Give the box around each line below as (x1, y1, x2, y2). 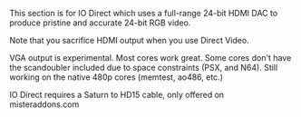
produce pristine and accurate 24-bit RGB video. (9, 17, 191, 28)
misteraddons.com (9, 99, 80, 110)
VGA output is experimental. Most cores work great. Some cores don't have (9, 53, 292, 63)
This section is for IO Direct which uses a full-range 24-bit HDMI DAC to (9, 8, 278, 18)
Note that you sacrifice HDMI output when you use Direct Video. (9, 35, 249, 45)
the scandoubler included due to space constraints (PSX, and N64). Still (9, 63, 278, 73)
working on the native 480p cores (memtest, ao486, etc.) (9, 72, 224, 83)
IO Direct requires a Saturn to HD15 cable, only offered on (9, 90, 225, 100)
